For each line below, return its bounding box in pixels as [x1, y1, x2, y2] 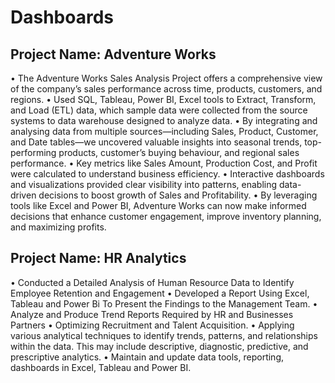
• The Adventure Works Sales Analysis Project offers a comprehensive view [10, 72, 323, 84]
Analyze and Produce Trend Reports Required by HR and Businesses [10, 308, 294, 320]
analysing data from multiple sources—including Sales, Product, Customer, [10, 126, 319, 137]
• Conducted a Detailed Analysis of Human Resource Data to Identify [10, 276, 295, 288]
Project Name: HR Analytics [10, 250, 187, 267]
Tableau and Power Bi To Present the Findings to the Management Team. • [10, 297, 318, 310]
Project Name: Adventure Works [10, 46, 217, 63]
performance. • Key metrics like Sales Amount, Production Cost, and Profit [10, 157, 318, 169]
